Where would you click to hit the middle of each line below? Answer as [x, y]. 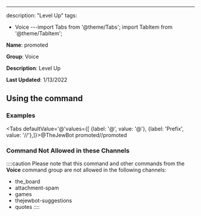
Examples [21, 115]
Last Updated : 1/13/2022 [37, 80]
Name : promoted [27, 45]
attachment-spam [37, 188]
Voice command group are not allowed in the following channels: [86, 170]
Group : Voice [22, 57]
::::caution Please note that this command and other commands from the [95, 163]
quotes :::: [27, 206]
